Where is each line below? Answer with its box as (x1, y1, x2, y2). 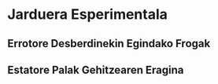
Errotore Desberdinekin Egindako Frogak (7, 37, 211, 50)
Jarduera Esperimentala (7, 5, 168, 24)
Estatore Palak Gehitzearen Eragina (7, 63, 184, 76)
